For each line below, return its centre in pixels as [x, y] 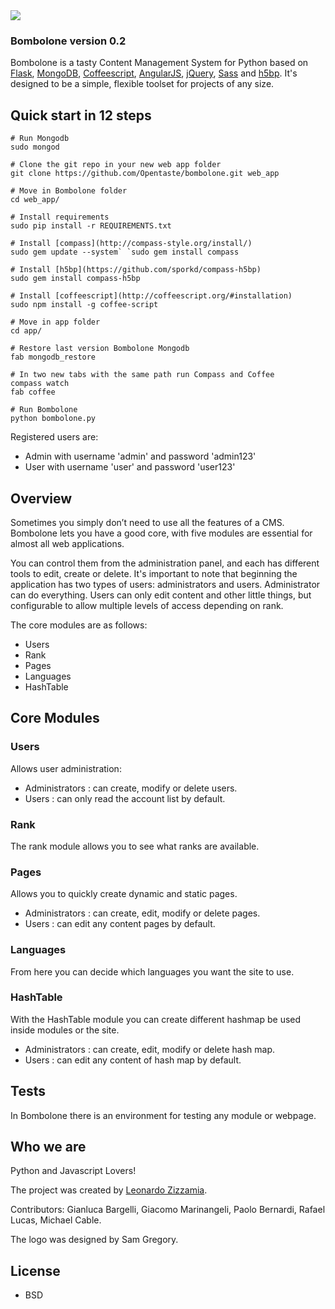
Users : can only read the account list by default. [125, 798]
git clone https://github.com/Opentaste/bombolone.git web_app [145, 174]
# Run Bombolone [44, 410]
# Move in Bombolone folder [69, 191]
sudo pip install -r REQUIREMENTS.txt [91, 226]
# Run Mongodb [40, 139]
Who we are [48, 1147]
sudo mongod [35, 147]
